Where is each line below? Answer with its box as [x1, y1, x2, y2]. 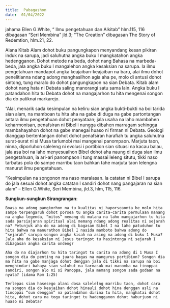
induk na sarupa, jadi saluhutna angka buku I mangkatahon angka [5, 52, 143, 59]
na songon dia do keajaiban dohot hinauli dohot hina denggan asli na [5, 286, 158, 291]
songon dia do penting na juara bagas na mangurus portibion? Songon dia [5, 254, 165, 260]
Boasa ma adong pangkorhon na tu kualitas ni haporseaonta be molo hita [5, 205, 163, 210]
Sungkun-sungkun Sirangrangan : [5, 195, 78, 202]
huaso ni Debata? [5, 299, 42, 304]
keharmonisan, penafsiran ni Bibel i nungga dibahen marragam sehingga [5, 122, 158, 128]
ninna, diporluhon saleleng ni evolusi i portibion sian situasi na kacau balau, [5, 143, 163, 149]
